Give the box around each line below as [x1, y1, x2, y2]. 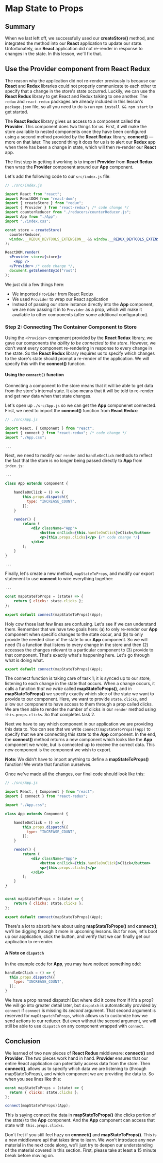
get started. [5, 109, 28, 114]
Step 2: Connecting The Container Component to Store [5, 324, 137, 330]
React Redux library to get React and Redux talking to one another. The [5, 93, 148, 99]
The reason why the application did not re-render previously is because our [5, 77, 156, 83]
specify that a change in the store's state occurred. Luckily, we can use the [5, 88, 155, 94]
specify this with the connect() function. [5, 361, 86, 366]
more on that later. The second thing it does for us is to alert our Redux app [5, 139, 156, 145]
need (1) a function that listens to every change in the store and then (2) [5, 642, 149, 648]
